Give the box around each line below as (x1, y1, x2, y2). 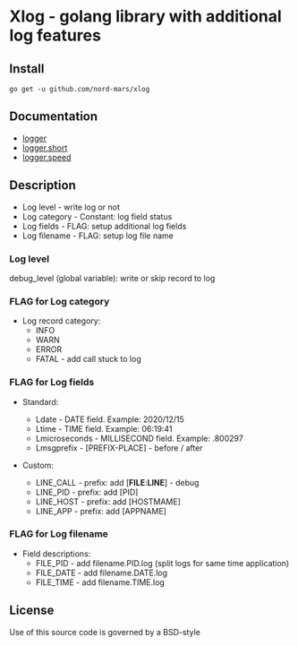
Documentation (9, 109, 98, 125)
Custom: (21, 460, 54, 470)
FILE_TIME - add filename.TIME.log (35, 576, 166, 588)
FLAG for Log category (9, 295, 110, 307)
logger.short (21, 142, 68, 153)
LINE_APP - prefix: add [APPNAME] (35, 505, 167, 516)
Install (9, 61, 45, 76)
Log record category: (21, 315, 101, 326)
